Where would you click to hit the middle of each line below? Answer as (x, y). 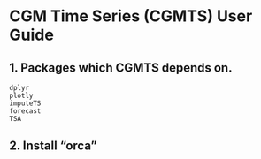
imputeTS (25, 103)
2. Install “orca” (53, 146)
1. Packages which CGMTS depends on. (121, 68)
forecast (25, 111)
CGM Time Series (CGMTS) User (131, 16)
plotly (21, 95)
